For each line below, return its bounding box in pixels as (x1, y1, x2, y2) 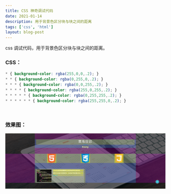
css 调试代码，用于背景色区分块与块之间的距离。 (5, 45, 108, 51)
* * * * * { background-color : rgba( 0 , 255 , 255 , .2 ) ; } (5, 93, 122, 98)
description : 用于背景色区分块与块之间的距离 (5, 19, 92, 24)
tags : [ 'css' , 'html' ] (5, 24, 53, 30)
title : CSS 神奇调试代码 (5, 8, 53, 13)
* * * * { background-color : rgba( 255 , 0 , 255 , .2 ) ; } (5, 88, 118, 93)
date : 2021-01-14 (5, 13, 42, 19)
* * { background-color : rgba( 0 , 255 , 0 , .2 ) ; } (5, 77, 104, 82)
